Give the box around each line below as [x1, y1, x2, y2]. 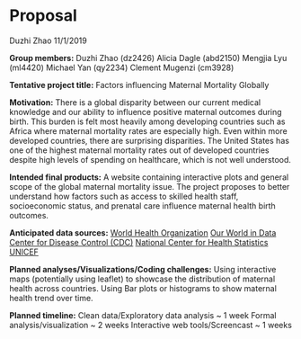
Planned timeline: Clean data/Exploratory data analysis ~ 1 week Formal [9, 309, 277, 320]
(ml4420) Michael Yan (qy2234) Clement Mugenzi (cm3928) [9, 62, 235, 73]
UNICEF [9, 246, 39, 257]
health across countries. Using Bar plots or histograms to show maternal [9, 282, 277, 293]
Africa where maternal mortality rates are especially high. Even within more [9, 125, 288, 136]
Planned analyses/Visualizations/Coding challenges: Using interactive [9, 263, 277, 274]
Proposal [9, 5, 78, 26]
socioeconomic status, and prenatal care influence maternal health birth [9, 200, 276, 211]
